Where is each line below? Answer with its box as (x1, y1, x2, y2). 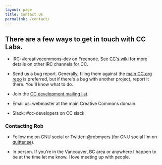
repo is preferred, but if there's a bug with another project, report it (12, 76, 149, 82)
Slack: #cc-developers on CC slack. (12, 110, 86, 116)
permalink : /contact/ (5, 16, 50, 21)
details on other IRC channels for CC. (12, 61, 88, 67)
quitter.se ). (12, 139, 35, 145)
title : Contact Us (5, 12, 43, 17)
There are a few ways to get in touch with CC (5, 35, 146, 43)
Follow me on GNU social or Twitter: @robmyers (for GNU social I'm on (12, 134, 157, 140)
